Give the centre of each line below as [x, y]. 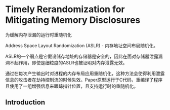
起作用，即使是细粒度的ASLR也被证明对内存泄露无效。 [71, 62]
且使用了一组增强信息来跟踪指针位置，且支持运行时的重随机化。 [72, 86]
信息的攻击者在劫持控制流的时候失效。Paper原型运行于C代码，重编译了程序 [84, 80]
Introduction [25, 102]
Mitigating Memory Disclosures [73, 20]
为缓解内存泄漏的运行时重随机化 [38, 34]
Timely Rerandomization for [65, 9]
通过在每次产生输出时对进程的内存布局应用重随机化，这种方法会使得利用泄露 [85, 73]
